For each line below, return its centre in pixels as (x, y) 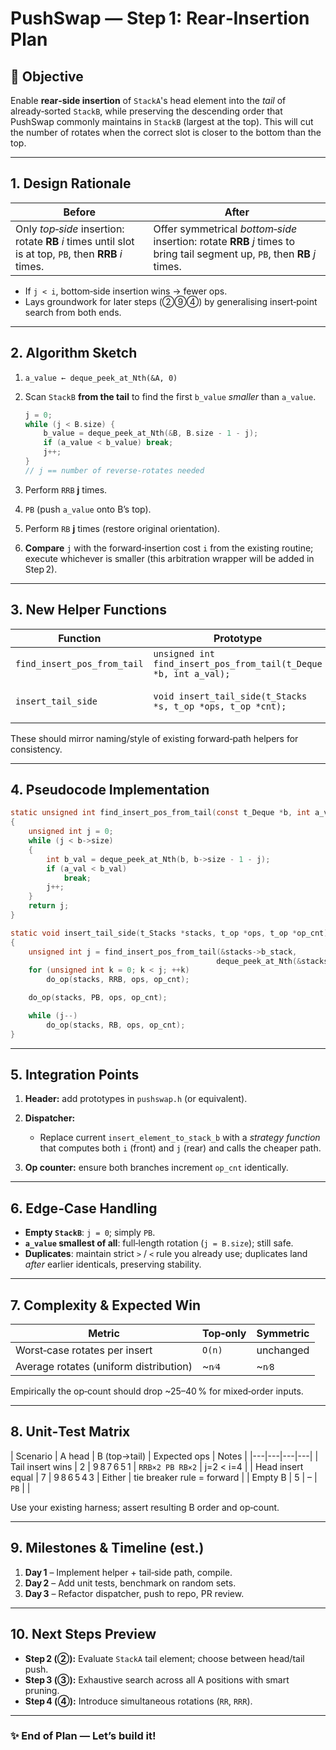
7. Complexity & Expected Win (106, 1305)
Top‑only (224, 1334)
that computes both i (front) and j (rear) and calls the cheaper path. (180, 1148)
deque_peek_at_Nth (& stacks (272, 961)
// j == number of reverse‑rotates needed (114, 470)
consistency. (36, 749)
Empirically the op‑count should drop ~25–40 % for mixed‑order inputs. (157, 1391)
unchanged (283, 1350)
